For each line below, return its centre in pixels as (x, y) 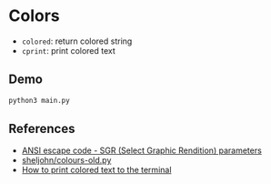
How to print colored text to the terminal (96, 170)
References (42, 129)
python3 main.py (39, 100)
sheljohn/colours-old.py (66, 160)
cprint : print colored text (68, 50)
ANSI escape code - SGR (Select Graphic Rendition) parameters (142, 150)
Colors (34, 16)
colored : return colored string (77, 41)
